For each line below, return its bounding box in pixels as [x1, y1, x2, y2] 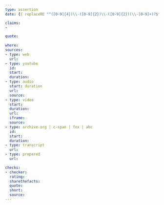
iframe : [9, 116, 25, 121]
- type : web [5, 52, 29, 57]
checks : [5, 165, 21, 170]
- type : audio [5, 79, 34, 84]
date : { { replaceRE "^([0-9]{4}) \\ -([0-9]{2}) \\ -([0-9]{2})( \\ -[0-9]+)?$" [5, 12, 161, 17]
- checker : [5, 169, 27, 175]
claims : [5, 20, 21, 25]
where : [5, 43, 19, 48]
